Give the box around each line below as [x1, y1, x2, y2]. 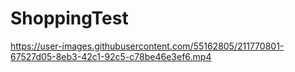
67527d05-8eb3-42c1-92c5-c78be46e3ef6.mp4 [10, 50, 212, 62]
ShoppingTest [10, 7, 129, 30]
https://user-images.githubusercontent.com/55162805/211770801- [10, 40, 285, 52]
